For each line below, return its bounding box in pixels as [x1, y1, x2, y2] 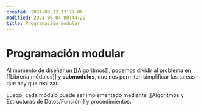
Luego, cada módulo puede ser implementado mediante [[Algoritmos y [6, 91, 184, 99]
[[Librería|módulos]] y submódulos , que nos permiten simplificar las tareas [6, 73, 196, 81]
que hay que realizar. [6, 80, 59, 87]
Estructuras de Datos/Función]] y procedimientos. [6, 98, 132, 106]
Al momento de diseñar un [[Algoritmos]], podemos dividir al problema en [6, 66, 191, 74]
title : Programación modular [6, 20, 80, 26]
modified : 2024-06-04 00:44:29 [6, 15, 86, 21]
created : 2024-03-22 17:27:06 [6, 9, 83, 15]
